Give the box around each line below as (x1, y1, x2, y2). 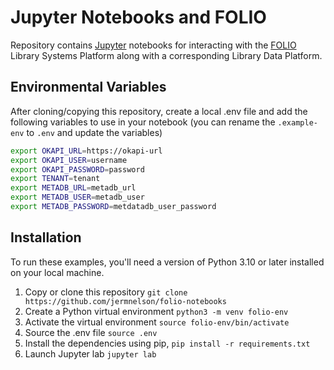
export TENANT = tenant (10, 174, 101, 184)
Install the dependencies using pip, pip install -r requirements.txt (24, 337, 311, 349)
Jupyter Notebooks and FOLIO (10, 6, 267, 29)
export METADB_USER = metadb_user (10, 192, 145, 203)
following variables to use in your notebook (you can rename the (10, 116, 276, 128)
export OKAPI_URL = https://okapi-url (10, 146, 163, 156)
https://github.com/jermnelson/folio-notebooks (24, 296, 227, 306)
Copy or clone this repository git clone (24, 286, 188, 298)
